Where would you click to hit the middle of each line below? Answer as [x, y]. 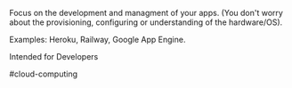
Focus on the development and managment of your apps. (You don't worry [146, 13]
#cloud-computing [44, 74]
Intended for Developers [54, 56]
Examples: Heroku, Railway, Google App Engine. [97, 40]
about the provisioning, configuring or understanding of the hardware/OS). [146, 22]
